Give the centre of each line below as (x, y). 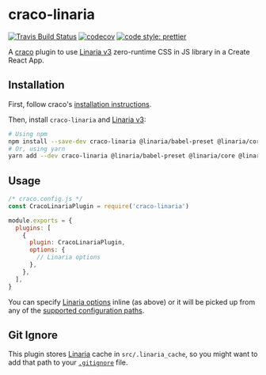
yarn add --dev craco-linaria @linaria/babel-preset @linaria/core (122, 156)
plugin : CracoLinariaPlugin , (77, 243)
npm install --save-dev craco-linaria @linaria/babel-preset (111, 141)
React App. (27, 60)
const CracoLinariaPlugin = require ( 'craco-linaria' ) (99, 206)
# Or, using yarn (37, 149)
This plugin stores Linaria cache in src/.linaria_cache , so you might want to (133, 354)
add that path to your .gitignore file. (68, 362)
